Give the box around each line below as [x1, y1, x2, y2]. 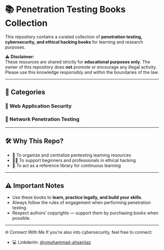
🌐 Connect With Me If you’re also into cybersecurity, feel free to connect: [5, 229, 153, 235]
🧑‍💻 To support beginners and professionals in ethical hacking [12, 158, 136, 163]
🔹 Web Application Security [5, 103, 72, 110]
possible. [12, 215, 31, 221]
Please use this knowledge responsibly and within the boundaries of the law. [5, 69, 159, 75]
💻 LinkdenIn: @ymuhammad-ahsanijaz [12, 239, 91, 245]
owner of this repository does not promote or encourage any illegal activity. [5, 64, 157, 70]
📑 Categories [5, 88, 45, 96]
